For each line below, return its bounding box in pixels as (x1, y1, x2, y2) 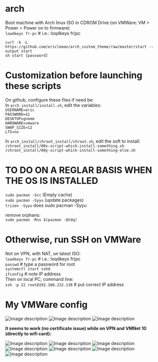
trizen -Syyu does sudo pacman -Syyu (5, 202, 87, 208)
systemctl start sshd (5, 266, 51, 271)
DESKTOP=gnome (5, 116, 35, 121)
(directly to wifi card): (5, 330, 52, 336)
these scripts (5, 81, 62, 92)
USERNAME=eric (5, 107, 35, 113)
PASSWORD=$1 (5, 112, 30, 117)
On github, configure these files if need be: (5, 97, 94, 103)
